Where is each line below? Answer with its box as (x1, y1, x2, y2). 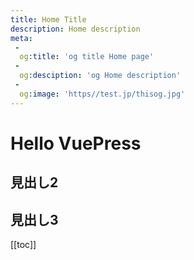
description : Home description (10, 24, 141, 34)
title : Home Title (10, 14, 87, 25)
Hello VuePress (10, 132, 142, 155)
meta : (10, 33, 33, 43)
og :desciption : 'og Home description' (19, 71, 182, 81)
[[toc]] (10, 239, 37, 251)
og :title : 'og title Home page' (19, 52, 155, 62)
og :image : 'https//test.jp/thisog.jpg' (19, 89, 186, 99)
